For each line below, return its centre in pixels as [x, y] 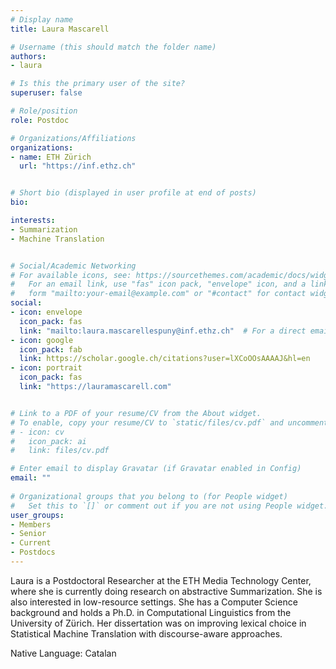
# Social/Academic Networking [73, 266]
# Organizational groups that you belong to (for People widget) [149, 496]
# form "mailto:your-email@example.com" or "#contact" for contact [158, 294]
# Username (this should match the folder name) [113, 47]
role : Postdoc [40, 120]
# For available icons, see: [71, 275]
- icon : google [42, 340]
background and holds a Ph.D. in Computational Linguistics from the [151, 612]
